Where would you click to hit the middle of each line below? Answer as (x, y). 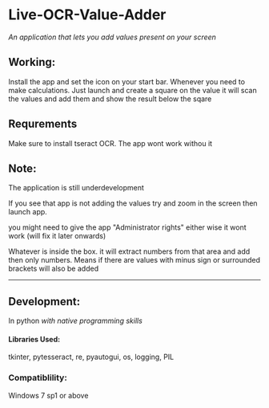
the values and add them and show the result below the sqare (110, 99)
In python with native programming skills (75, 321)
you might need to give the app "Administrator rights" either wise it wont (127, 227)
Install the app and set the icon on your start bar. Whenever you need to (127, 81)
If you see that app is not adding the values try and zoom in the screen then (133, 203)
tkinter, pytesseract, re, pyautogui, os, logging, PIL (91, 357)
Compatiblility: (38, 377)
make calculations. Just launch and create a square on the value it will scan (133, 90)
